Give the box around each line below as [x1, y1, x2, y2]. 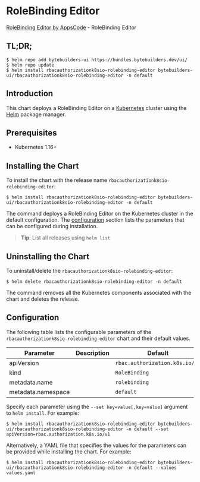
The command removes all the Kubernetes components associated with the [6, 289, 192, 296]
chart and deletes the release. [6, 295, 80, 303]
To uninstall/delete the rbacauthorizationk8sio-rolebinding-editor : [6, 267, 173, 274]
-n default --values [126, 465, 177, 471]
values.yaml [6, 470, 36, 476]
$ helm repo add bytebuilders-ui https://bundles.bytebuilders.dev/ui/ [6, 56, 187, 63]
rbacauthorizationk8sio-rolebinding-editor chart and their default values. [6, 335, 190, 342]
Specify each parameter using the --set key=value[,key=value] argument [6, 403, 188, 410]
